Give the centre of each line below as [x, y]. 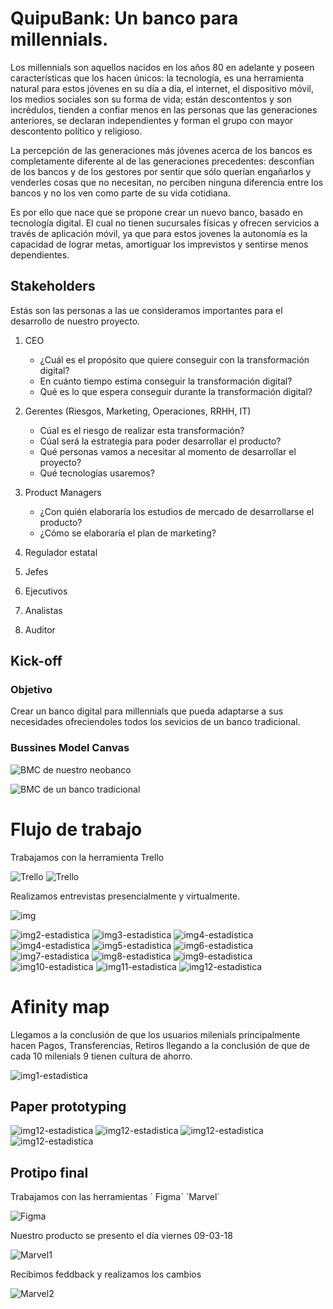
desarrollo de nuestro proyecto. [75, 321]
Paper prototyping [68, 1106]
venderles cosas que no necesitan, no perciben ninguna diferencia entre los [167, 182]
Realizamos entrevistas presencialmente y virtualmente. [125, 896]
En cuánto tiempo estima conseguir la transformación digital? [166, 381]
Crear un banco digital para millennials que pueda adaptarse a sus [147, 711]
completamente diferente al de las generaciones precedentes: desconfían [162, 161]
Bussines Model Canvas [70, 748]
